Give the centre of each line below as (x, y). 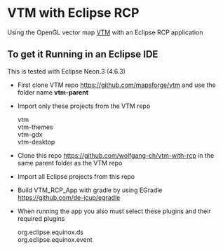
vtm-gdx (30, 134)
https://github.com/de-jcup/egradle (69, 197)
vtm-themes (35, 127)
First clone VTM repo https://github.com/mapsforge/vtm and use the (116, 85)
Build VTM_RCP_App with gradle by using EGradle (90, 190)
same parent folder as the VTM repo (70, 163)
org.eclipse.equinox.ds (50, 232)
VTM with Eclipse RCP (73, 13)
